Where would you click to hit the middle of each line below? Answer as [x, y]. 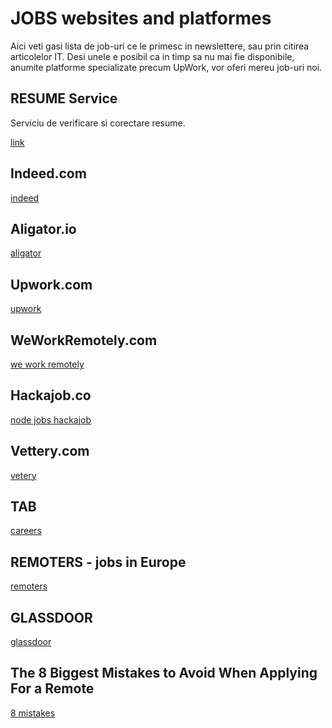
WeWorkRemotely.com [84, 340]
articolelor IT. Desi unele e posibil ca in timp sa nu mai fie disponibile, [152, 56]
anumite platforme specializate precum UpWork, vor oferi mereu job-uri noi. [166, 67]
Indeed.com [48, 173]
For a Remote [52, 688]
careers [26, 531]
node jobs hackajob [51, 419]
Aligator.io [43, 228]
